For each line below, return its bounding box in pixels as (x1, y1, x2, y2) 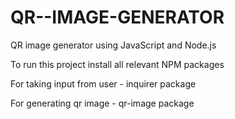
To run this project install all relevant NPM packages (10, 58, 225, 70)
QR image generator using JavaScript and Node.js (10, 39, 217, 51)
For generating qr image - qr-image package (10, 97, 195, 109)
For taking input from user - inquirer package (10, 77, 197, 90)
